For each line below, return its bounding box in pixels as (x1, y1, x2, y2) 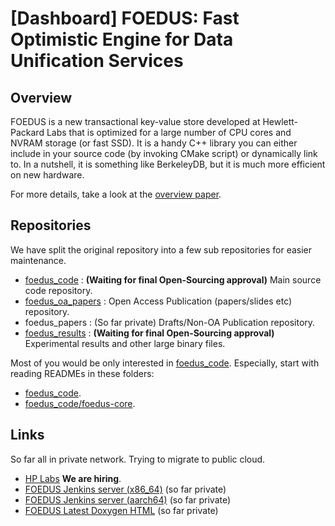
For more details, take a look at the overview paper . (10, 188, 222, 200)
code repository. (24, 284, 93, 296)
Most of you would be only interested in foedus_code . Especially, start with (10, 357, 320, 369)
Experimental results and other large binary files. (24, 337, 226, 349)
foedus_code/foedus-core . (24, 397, 136, 409)
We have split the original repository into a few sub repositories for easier (10, 243, 313, 256)
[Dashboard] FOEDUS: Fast (10, 7, 240, 30)
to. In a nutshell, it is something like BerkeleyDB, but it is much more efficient (10, 158, 326, 170)
